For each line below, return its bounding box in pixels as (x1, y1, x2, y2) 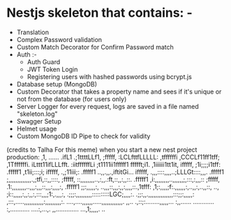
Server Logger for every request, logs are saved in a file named (16, 102, 200, 110)
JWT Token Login (27, 65, 78, 73)
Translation (16, 28, 50, 36)
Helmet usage (16, 124, 57, 133)
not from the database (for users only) (16, 94, 127, 103)
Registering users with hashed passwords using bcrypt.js (27, 72, 193, 81)
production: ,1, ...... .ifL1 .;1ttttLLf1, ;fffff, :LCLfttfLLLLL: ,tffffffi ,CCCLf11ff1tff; (6, 152, 221, 161)
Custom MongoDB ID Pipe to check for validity (16, 131, 151, 140)
